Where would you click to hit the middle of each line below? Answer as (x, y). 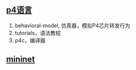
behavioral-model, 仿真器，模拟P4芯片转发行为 (72, 26)
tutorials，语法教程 (38, 33)
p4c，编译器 (30, 40)
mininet (20, 60)
